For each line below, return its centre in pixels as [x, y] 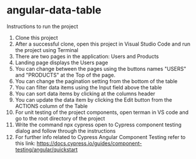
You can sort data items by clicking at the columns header [85, 94]
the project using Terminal [47, 50]
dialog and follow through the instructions [65, 131]
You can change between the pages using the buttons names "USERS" [101, 68]
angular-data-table [54, 10]
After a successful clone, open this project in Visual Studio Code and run [103, 44]
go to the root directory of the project [60, 118]
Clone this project [36, 37]
